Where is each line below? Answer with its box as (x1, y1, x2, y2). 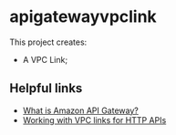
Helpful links (9, 80, 83, 97)
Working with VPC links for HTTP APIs (22, 114, 167, 125)
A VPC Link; (22, 54, 68, 65)
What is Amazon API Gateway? (22, 105, 139, 116)
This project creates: (9, 36, 88, 47)
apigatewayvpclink (9, 6, 157, 27)
